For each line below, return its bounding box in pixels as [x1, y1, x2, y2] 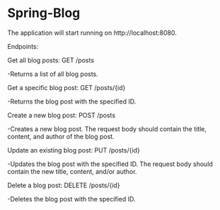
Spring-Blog [7, 5, 81, 21]
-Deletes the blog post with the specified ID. [7, 194, 136, 203]
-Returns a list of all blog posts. [7, 70, 99, 78]
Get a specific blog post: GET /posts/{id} [7, 83, 126, 92]
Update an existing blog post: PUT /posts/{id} [7, 145, 140, 154]
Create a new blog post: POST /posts [7, 111, 115, 119]
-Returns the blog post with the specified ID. [7, 97, 137, 106]
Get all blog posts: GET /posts [7, 55, 94, 65]
